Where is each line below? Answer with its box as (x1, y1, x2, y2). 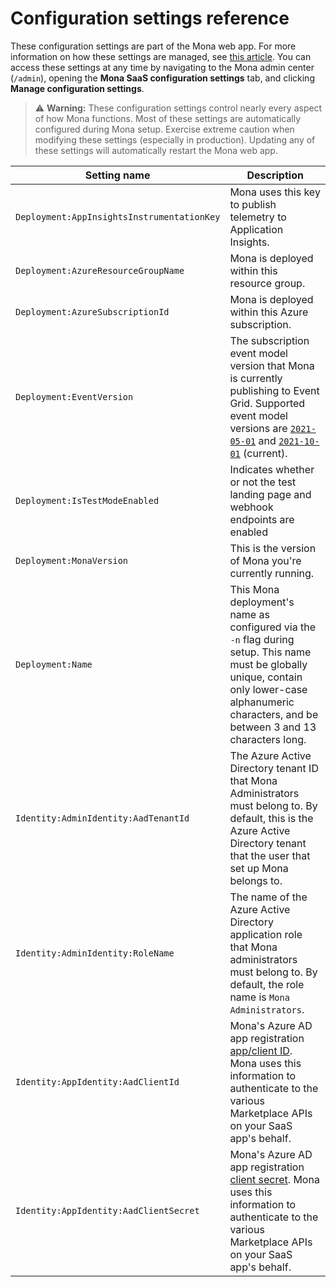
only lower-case (229, 682, 308, 696)
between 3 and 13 (229, 720, 317, 734)
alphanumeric (229, 695, 295, 709)
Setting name (84, 168, 151, 182)
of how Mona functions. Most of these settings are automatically (34, 112, 302, 124)
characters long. (229, 732, 307, 746)
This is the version (229, 541, 317, 555)
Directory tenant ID (229, 761, 319, 775)
